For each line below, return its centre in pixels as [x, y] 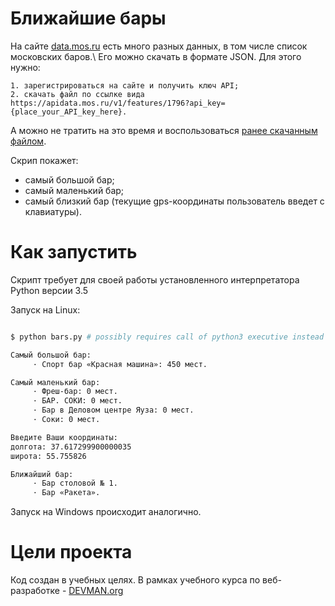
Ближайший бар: [42, 474]
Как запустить [74, 252]
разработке [35, 591]
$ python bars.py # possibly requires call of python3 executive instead [167, 337]
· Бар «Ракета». [66, 493]
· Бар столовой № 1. [75, 483]
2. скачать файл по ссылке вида [77, 94]
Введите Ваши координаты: [64, 437]
